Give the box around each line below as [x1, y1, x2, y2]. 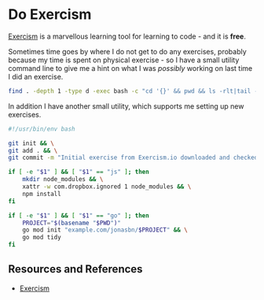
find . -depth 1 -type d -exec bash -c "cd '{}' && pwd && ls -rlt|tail [8, 87, 251, 95]
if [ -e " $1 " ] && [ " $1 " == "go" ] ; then [8, 211, 149, 220]
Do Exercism [8, 6, 92, 24]
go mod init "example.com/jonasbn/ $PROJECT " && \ [22, 226, 189, 234]
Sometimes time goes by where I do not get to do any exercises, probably [8, 46, 247, 56]
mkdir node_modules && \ [22, 176, 104, 183]
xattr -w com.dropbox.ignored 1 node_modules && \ [22, 183, 192, 191]
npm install [22, 190, 61, 198]
